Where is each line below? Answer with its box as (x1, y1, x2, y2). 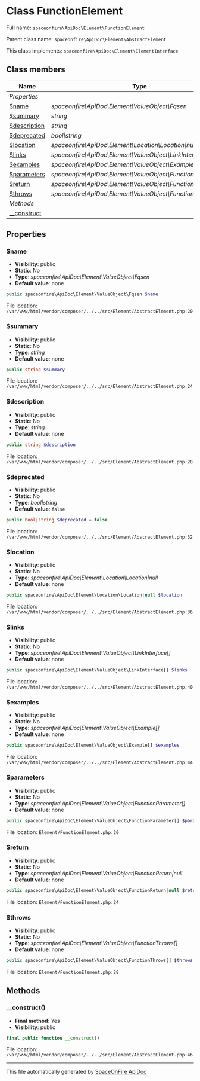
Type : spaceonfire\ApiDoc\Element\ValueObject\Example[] (14, 725, 160, 732)
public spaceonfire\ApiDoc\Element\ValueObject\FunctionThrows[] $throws (6, 957, 193, 963)
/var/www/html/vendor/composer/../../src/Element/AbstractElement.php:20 (6, 309, 193, 314)
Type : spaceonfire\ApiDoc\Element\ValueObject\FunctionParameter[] (14, 799, 186, 807)
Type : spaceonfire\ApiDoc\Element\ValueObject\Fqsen (14, 273, 150, 280)
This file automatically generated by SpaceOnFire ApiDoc (6, 1068, 147, 1076)
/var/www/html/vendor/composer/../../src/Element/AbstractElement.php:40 (6, 685, 193, 691)
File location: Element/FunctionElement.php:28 (6, 968, 119, 975)
